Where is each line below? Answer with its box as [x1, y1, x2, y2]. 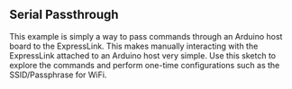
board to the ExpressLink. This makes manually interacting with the [9, 40, 259, 51]
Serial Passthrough [9, 7, 119, 22]
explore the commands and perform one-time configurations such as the [9, 59, 280, 70]
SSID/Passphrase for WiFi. [9, 69, 107, 80]
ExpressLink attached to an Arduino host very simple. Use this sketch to [9, 49, 277, 61]
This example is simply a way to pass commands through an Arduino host [9, 31, 283, 41]
